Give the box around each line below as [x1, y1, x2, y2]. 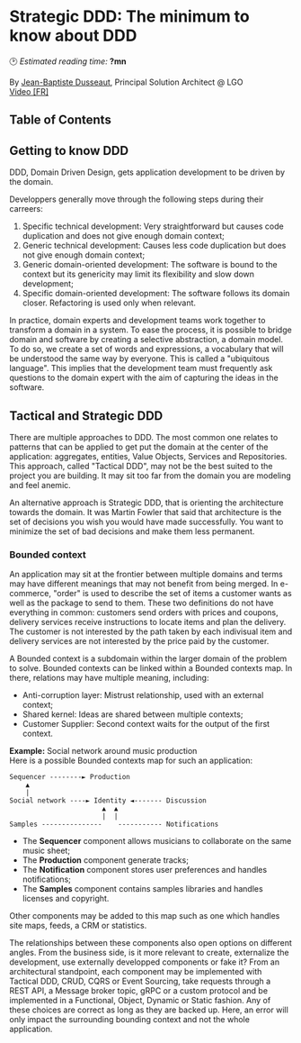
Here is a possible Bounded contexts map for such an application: [9, 755, 253, 766]
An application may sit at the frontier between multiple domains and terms [9, 569, 283, 580]
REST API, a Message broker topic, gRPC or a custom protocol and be [9, 985, 268, 996]
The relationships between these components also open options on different [9, 938, 292, 948]
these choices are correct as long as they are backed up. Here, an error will [9, 1004, 289, 1015]
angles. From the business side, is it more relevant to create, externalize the [9, 948, 289, 958]
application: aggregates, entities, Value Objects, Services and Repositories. [9, 450, 288, 461]
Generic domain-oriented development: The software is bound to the [22, 259, 279, 270]
